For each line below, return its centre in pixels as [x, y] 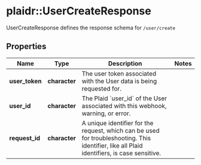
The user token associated [119, 73]
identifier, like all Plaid [112, 145]
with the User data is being [119, 81]
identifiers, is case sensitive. [121, 153]
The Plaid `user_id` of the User [124, 98]
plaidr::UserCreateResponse [79, 11]
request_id [25, 138]
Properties [26, 46]
